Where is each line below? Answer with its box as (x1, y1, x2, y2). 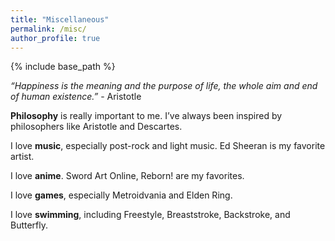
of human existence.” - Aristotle (10, 91, 142, 103)
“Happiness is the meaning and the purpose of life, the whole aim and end (10, 80, 318, 92)
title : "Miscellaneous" (10, 14, 110, 25)
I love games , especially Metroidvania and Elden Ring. (10, 189, 233, 201)
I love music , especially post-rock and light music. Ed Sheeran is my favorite (10, 140, 326, 152)
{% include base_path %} (10, 61, 116, 73)
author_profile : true (10, 33, 101, 43)
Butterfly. (10, 219, 49, 231)
